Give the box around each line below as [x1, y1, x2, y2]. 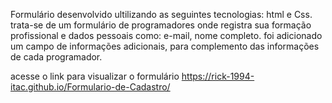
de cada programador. [10, 51, 103, 63]
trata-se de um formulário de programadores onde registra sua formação [10, 19, 312, 31]
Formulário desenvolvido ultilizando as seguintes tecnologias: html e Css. [10, 9, 313, 20]
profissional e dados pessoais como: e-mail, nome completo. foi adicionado [10, 30, 323, 41]
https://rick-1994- [181, 70, 255, 82]
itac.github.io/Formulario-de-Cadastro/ [10, 81, 171, 93]
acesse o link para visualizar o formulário [10, 70, 180, 82]
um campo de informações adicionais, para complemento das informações [10, 40, 320, 52]
